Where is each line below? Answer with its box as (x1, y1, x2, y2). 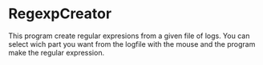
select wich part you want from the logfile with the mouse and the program (8, 39, 256, 48)
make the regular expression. (8, 48, 105, 57)
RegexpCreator (8, 5, 112, 23)
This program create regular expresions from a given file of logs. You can (8, 31, 250, 40)
